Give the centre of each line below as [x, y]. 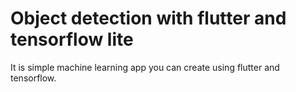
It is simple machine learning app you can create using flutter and [145, 67]
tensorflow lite [72, 39]
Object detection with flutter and [148, 18]
